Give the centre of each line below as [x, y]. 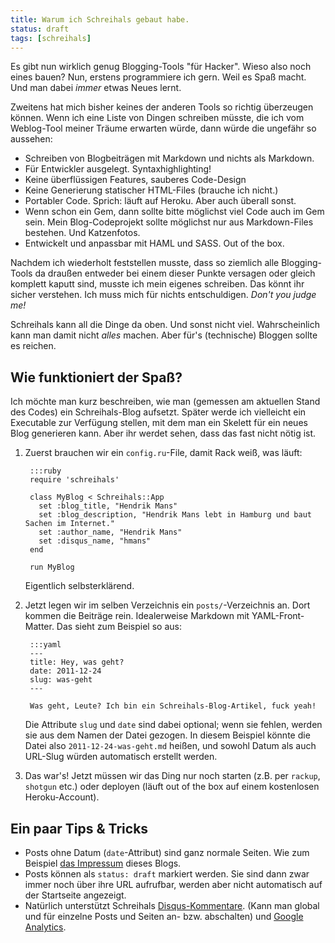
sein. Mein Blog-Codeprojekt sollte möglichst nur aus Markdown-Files [169, 222]
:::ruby [45, 471]
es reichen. [33, 346]
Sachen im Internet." [69, 524]
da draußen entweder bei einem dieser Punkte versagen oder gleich [175, 273]
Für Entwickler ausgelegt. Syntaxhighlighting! [118, 169]
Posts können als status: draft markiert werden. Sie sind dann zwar [167, 874]
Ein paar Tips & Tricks [79, 828]
